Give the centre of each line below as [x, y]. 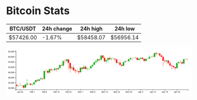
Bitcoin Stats [38, 11]
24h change [57, 29]
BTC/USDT [23, 29]
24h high [91, 29]
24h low [124, 29]
